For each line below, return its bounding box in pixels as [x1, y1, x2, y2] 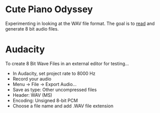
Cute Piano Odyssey [5, 4, 93, 15]
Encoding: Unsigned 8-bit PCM [12, 97, 78, 103]
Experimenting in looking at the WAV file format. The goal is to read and [5, 20, 155, 26]
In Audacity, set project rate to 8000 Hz [12, 70, 95, 76]
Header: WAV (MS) [12, 92, 52, 98]
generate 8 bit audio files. [5, 25, 59, 32]
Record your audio [12, 75, 52, 82]
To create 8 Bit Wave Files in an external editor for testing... [5, 60, 130, 67]
